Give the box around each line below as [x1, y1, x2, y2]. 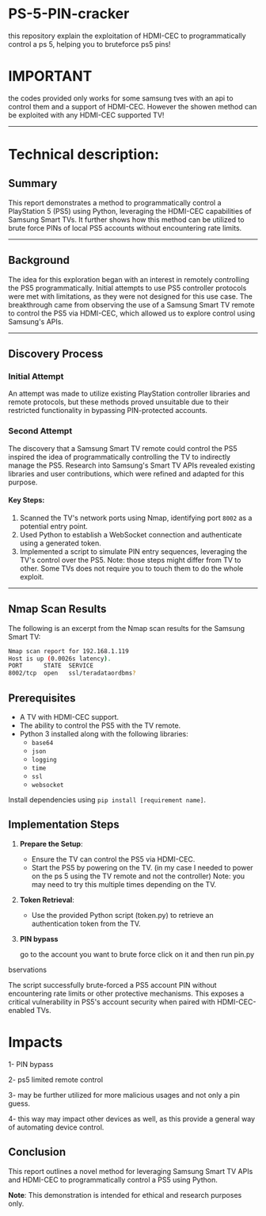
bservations [8, 965, 47, 974]
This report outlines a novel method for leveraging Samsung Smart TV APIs [8, 1166, 253, 1176]
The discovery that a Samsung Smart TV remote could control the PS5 [8, 443, 237, 453]
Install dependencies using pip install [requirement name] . [8, 795, 206, 805]
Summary [8, 177, 58, 190]
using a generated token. [19, 538, 101, 548]
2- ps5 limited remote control [8, 1075, 104, 1084]
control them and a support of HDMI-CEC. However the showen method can [8, 101, 257, 111]
